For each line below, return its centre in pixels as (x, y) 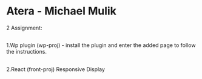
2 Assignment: (24, 28)
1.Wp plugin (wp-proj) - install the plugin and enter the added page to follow (101, 45)
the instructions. (27, 52)
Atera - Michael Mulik (62, 11)
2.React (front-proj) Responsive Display (56, 69)
